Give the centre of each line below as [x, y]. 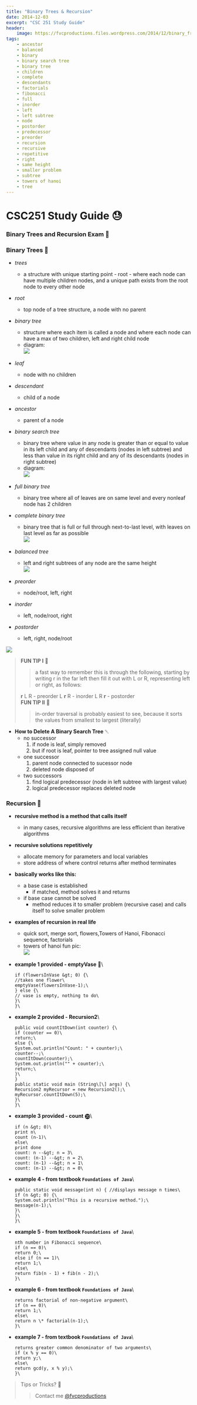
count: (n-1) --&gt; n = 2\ [49, 1158]
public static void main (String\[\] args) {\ [72, 1085]
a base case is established [55, 886]
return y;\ [28, 1358]
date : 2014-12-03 [27, 17]
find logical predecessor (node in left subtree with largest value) [109, 782]
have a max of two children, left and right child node [86, 338]
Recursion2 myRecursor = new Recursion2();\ [70, 1090]
